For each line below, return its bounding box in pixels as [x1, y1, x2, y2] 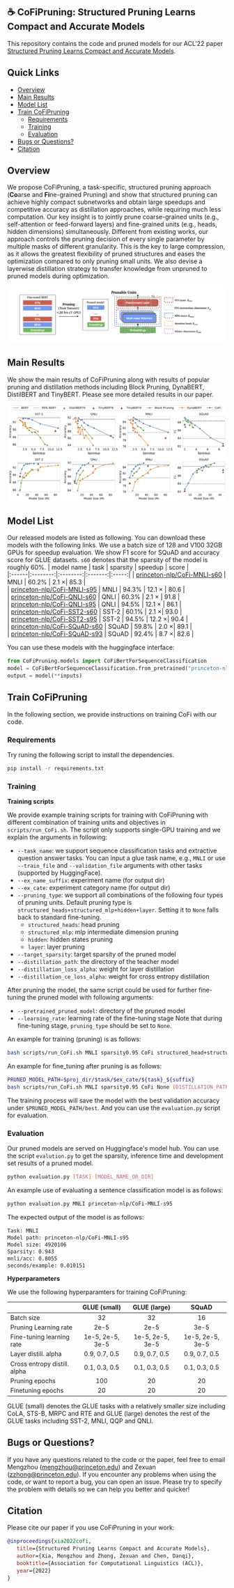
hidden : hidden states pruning [27, 935, 114, 944]
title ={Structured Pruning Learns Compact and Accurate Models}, [16, 1546, 210, 1552]
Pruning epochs [10, 1376, 56, 1385]
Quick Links [7, 67, 60, 79]
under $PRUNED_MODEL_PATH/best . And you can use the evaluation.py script [7, 1103, 221, 1112]
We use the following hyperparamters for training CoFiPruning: [7, 1288, 187, 1296]
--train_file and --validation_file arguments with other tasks [17, 862, 203, 870]
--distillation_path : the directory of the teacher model [17, 958, 179, 966]
